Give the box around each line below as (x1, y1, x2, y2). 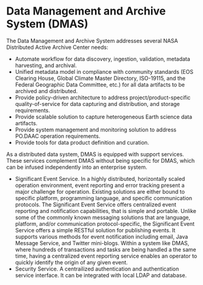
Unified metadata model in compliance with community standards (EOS (15, 68, 194, 75)
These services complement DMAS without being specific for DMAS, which (6, 157, 195, 164)
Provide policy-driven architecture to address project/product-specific (15, 94, 191, 101)
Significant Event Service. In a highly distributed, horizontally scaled (15, 175, 185, 182)
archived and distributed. (15, 87, 78, 94)
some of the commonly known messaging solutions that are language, (15, 214, 191, 221)
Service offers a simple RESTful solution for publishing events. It (15, 226, 176, 234)
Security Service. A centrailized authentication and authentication (15, 265, 179, 272)
